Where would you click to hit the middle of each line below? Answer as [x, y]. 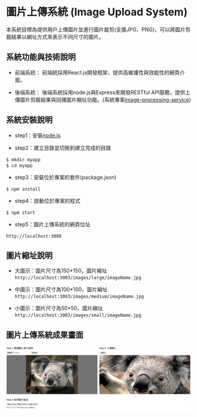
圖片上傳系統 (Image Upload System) [97, 12]
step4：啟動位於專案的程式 [47, 201]
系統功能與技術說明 [41, 57]
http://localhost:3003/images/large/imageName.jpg [78, 278]
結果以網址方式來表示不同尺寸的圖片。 [57, 36]
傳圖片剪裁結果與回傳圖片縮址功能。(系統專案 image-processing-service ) [103, 99]
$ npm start [21, 212]
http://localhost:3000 [34, 236]
